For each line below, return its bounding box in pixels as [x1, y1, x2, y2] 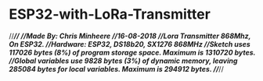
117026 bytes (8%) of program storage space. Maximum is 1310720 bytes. [9, 48, 256, 57]
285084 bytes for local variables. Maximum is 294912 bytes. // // [9, 64, 224, 73]
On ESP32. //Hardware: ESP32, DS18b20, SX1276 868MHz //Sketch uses [9, 39, 251, 48]
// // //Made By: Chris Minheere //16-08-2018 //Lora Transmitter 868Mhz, [9, 31, 251, 40]
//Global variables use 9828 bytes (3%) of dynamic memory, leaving [9, 56, 238, 65]
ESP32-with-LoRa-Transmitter [9, 5, 211, 23]
